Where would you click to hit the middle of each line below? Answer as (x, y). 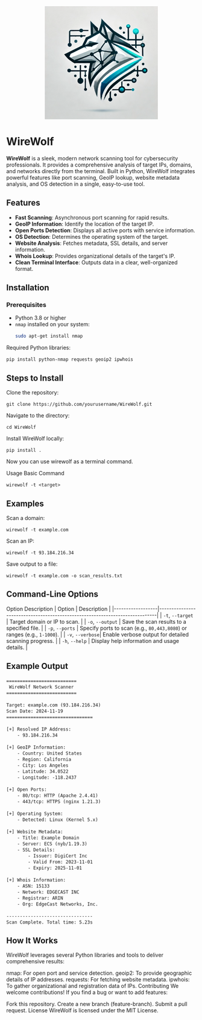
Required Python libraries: (39, 348)
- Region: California (44, 759)
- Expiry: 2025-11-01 (55, 868)
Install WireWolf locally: (35, 439)
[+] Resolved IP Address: (39, 729)
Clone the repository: (33, 393)
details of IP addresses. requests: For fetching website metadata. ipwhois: (98, 980)
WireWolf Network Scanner (41, 687)
